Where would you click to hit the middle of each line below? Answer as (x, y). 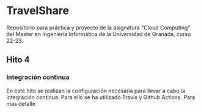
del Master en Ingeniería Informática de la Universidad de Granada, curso (99, 34)
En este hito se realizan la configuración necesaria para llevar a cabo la (96, 91)
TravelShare (38, 11)
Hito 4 (18, 60)
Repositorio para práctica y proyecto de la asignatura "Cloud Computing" (98, 28)
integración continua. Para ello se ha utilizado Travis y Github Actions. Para (101, 97)
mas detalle (21, 103)
